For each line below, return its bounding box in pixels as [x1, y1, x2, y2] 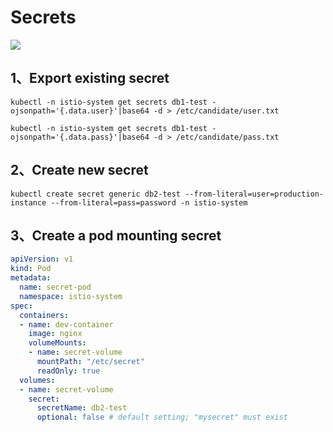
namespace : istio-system [19, 291, 123, 301]
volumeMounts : [28, 338, 87, 348]
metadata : [10, 273, 52, 283]
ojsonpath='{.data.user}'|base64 [10, 106, 150, 116]
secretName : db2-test [36, 403, 128, 413]
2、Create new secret [10, 162, 149, 179]
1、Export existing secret [10, 70, 170, 87]
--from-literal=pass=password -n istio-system [50, 197, 248, 208]
